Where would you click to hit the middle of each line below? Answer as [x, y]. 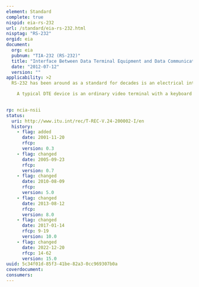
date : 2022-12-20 [43, 247]
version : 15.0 [39, 259]
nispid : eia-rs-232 [30, 22]
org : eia [22, 50]
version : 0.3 [38, 149]
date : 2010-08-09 [43, 182]
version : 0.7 [38, 170]
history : [22, 127]
